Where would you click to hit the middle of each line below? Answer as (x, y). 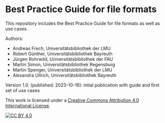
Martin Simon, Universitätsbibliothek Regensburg (64, 64)
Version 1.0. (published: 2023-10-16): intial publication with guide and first (82, 85)
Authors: (14, 38)
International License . (28, 105)
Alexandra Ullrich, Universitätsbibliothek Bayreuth (64, 75)
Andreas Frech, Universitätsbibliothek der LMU (61, 48)
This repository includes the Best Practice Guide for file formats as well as (83, 23)
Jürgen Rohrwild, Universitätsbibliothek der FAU (63, 59)
